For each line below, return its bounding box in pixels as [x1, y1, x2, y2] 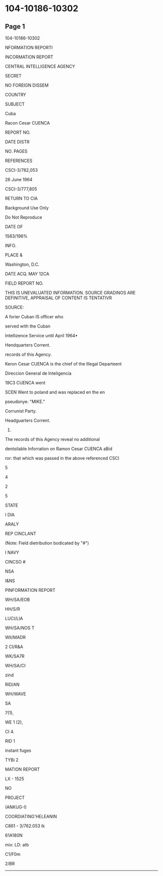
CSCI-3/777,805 [5, 186, 37, 192]
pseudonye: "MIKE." [5, 399, 45, 404]
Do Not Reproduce [5, 215, 42, 220]
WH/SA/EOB [5, 597, 30, 602]
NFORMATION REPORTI [5, 45, 53, 50]
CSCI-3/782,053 [5, 167, 38, 173]
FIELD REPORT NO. [5, 280, 44, 286]
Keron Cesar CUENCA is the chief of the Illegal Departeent [5, 361, 122, 366]
